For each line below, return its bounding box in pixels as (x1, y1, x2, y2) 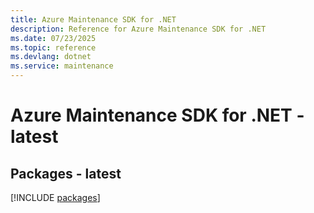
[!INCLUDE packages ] (10, 192, 101, 203)
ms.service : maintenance (10, 61, 114, 71)
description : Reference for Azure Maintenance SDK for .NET (10, 24, 267, 34)
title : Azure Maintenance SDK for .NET (10, 14, 177, 25)
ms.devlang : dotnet (10, 52, 92, 62)
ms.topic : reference (10, 42, 97, 53)
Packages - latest (10, 165, 122, 182)
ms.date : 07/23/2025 (10, 33, 97, 43)
